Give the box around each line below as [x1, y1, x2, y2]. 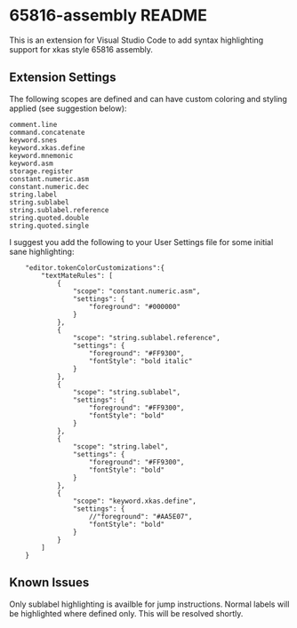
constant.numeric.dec [9, 182, 90, 191]
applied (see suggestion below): [9, 103, 127, 114]
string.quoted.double [9, 213, 90, 222]
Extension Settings [9, 70, 116, 85]
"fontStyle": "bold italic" [88, 356, 193, 365]
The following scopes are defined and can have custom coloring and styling [9, 93, 287, 104]
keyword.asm [9, 159, 53, 168]
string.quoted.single [9, 221, 90, 230]
